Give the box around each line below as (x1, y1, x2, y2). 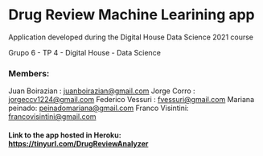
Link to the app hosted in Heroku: (8, 130, 122, 140)
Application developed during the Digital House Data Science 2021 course (8, 32, 254, 42)
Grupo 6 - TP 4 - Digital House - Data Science (8, 47, 161, 57)
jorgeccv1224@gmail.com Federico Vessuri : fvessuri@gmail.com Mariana (8, 95, 255, 105)
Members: (8, 68, 50, 79)
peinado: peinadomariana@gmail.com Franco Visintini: (8, 103, 189, 113)
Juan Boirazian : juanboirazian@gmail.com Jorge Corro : (8, 86, 195, 96)
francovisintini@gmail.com (8, 112, 97, 121)
